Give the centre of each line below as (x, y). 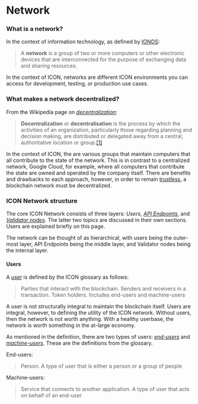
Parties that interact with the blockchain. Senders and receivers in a (103, 289)
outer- (181, 238)
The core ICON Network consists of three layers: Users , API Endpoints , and (98, 214)
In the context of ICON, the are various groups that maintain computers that (98, 154)
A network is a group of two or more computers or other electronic (103, 53)
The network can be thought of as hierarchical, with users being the (89, 238)
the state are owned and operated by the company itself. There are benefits (98, 173)
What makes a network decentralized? (63, 99)
